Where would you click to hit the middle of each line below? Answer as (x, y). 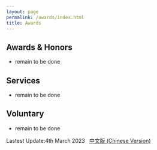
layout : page (22, 12)
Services (23, 81)
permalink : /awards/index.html (45, 17)
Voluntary (25, 114)
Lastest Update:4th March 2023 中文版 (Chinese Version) (78, 140)
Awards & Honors (40, 47)
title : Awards (24, 23)
